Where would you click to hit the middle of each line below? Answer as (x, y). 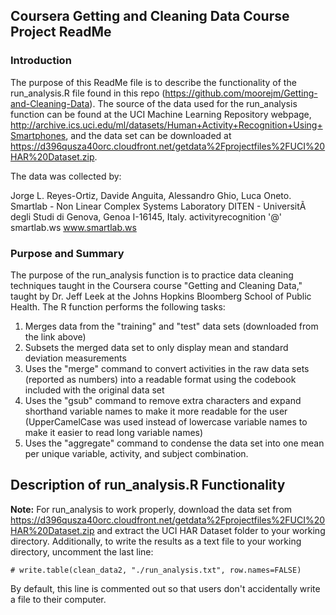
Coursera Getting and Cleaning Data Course (150, 16)
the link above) (55, 336)
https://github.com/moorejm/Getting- (241, 93)
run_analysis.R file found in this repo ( (88, 93)
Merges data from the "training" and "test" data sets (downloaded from (171, 326)
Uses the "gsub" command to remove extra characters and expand (163, 400)
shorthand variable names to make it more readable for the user (156, 411)
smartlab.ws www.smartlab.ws (73, 227)
